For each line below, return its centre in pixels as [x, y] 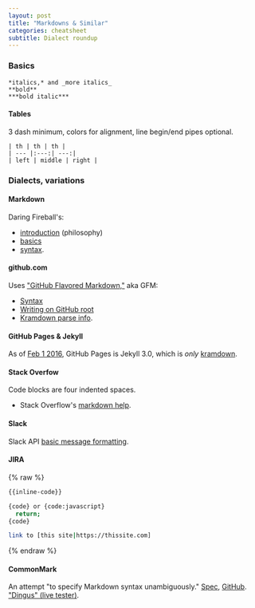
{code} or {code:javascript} [57, 506]
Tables [20, 114]
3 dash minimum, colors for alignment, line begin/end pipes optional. [121, 132]
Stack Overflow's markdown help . [75, 405]
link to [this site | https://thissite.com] [80, 535]
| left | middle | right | [53, 160]
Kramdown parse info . [56, 318]
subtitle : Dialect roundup [53, 38]
